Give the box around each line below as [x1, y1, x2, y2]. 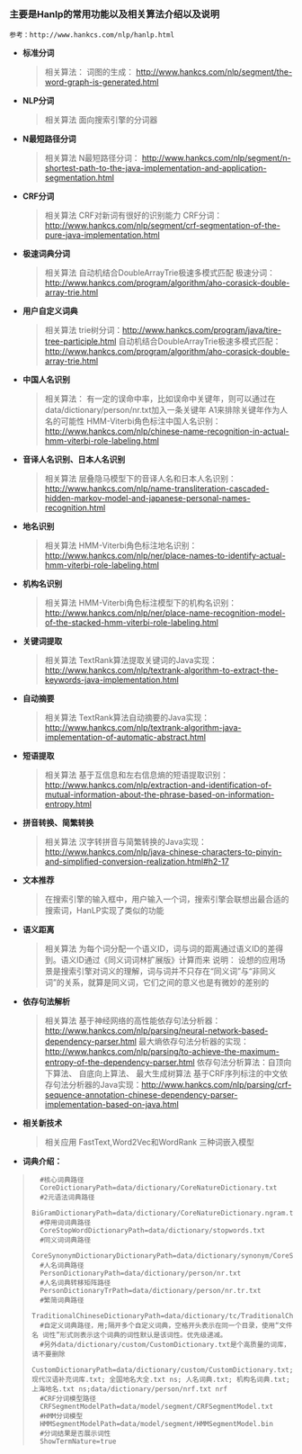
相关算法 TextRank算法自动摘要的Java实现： [44, 713, 209, 723]
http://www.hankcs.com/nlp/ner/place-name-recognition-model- [44, 607, 286, 618]
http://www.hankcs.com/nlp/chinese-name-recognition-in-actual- [44, 426, 289, 437]
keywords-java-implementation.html [44, 675, 180, 686]
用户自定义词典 [22, 306, 78, 317]
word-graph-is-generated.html [44, 76, 159, 87]
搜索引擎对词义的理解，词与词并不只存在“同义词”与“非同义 [60, 965, 277, 977]
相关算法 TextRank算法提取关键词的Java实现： [44, 655, 218, 666]
